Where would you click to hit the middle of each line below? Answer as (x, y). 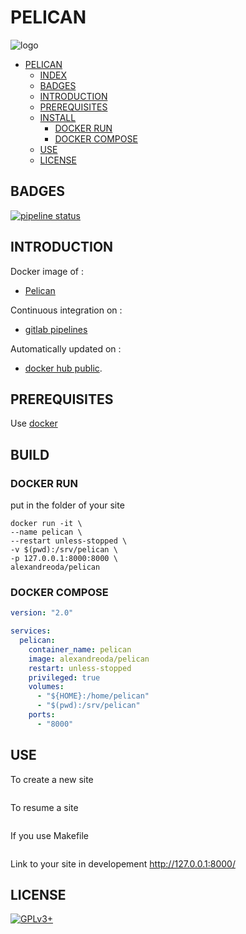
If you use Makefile (50, 835)
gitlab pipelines (56, 329)
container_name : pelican (80, 649)
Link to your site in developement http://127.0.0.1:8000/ (123, 863)
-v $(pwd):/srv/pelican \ (64, 550)
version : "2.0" (42, 613)
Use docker (34, 423)
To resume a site (44, 807)
